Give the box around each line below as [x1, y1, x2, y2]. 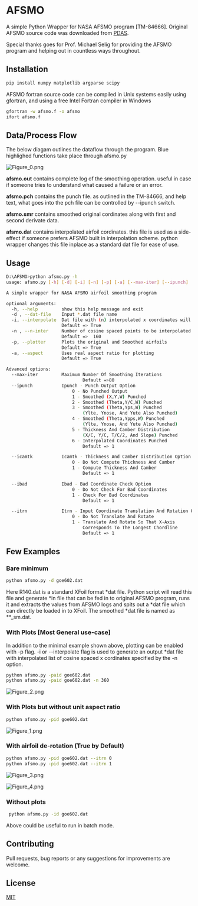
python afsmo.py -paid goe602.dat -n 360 [6, 678, 110, 684]
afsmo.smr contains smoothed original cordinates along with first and [6, 211, 176, 218]
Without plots [6, 798, 46, 806]
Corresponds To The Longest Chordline [82, 525, 178, 530]
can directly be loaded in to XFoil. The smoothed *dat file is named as [6, 607, 176, 614]
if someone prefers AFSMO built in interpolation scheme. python [21, 235, 178, 242]
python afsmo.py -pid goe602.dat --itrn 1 [6, 761, 112, 766]
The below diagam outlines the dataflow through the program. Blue [6, 146, 169, 153]
